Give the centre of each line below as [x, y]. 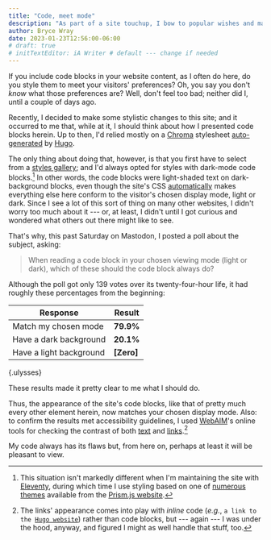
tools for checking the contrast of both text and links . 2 [98, 430]
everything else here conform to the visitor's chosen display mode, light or [132, 194]
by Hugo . [59, 143]
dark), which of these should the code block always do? [121, 268]
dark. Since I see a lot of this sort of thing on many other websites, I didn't [131, 203]
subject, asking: [35, 244]
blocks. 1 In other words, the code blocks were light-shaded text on [119, 177]
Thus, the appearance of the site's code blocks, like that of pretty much [127, 403]
